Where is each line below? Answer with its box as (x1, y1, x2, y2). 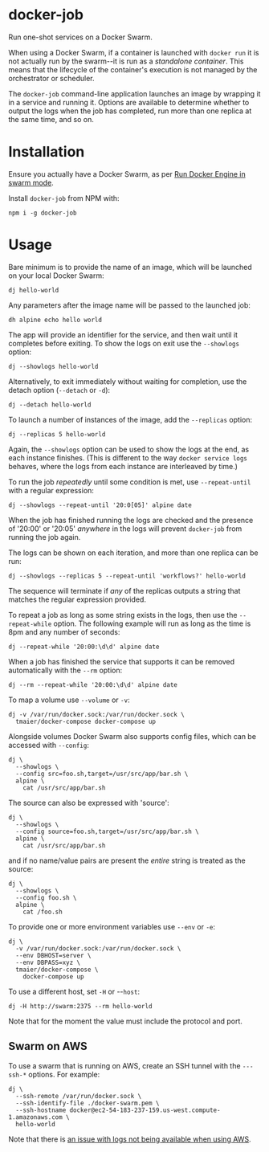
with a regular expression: (8, 485, 95, 495)
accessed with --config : (8, 740, 90, 750)
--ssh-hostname (15, 1106, 67, 1114)
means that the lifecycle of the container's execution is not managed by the (8, 64, 258, 74)
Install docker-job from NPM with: (8, 193, 120, 202)
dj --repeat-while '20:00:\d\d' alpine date (8, 643, 160, 651)
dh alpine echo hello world (8, 316, 103, 324)
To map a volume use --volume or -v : (8, 695, 130, 705)
